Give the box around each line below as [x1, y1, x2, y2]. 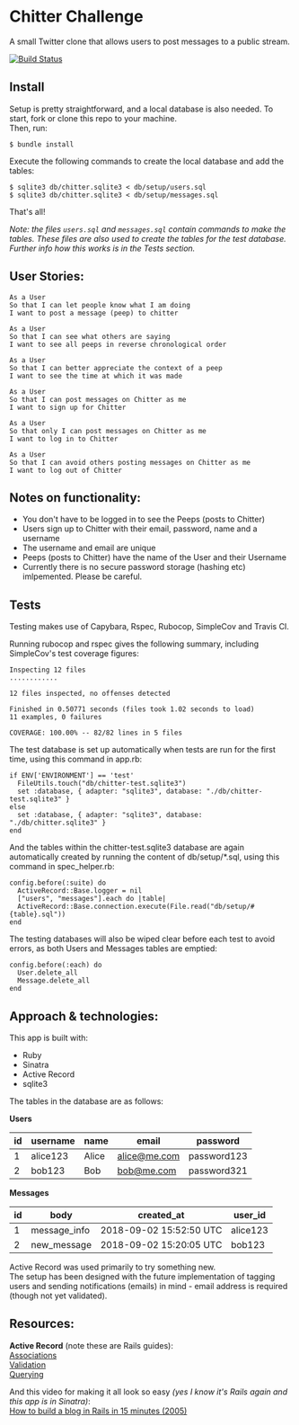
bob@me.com [117, 1164, 177, 1177]
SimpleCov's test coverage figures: [9, 648, 139, 659]
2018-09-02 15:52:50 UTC [100, 1225, 223, 1236]
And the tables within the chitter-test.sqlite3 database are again [9, 842, 245, 853]
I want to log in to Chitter [9, 434, 119, 443]
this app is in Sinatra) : [9, 1395, 92, 1406]
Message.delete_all [17, 976, 91, 985]
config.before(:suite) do [9, 878, 106, 887]
